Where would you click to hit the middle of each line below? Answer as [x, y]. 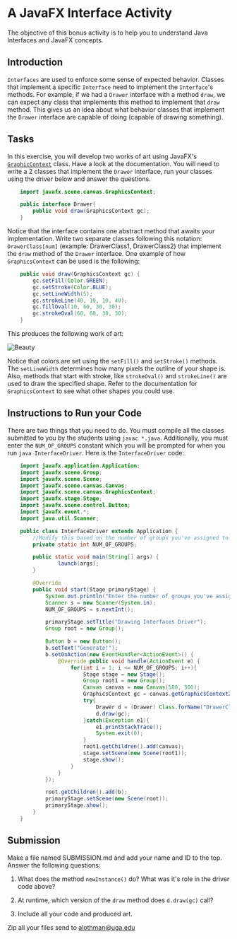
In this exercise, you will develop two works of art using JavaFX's [102, 156]
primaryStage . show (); [77, 805]
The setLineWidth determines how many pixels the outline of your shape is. [116, 368]
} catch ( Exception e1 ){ [116, 720]
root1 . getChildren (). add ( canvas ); [134, 747]
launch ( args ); [78, 564]
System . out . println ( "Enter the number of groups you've [129, 596]
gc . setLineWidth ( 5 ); [63, 294]
